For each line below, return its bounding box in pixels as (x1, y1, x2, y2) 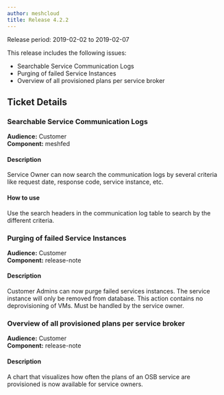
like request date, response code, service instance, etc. (7, 178, 164, 186)
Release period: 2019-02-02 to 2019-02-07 (7, 35, 130, 43)
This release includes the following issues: (7, 49, 127, 57)
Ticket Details (7, 96, 67, 108)
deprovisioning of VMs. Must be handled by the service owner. (7, 302, 185, 310)
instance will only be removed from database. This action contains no (7, 294, 203, 302)
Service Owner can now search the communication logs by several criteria (7, 171, 218, 179)
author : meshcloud (7, 10, 60, 17)
